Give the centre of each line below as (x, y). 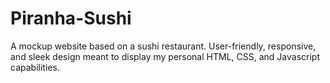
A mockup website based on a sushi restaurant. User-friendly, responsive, (163, 46)
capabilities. (35, 67)
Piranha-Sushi (71, 18)
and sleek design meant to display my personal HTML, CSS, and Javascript (165, 56)
